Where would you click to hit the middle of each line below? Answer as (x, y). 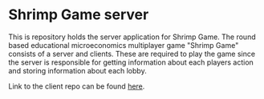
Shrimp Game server (79, 15)
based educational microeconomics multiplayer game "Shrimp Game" (124, 45)
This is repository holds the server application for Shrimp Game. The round (132, 37)
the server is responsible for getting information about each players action (131, 62)
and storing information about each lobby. (77, 70)
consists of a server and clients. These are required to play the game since (132, 53)
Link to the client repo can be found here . (77, 86)
